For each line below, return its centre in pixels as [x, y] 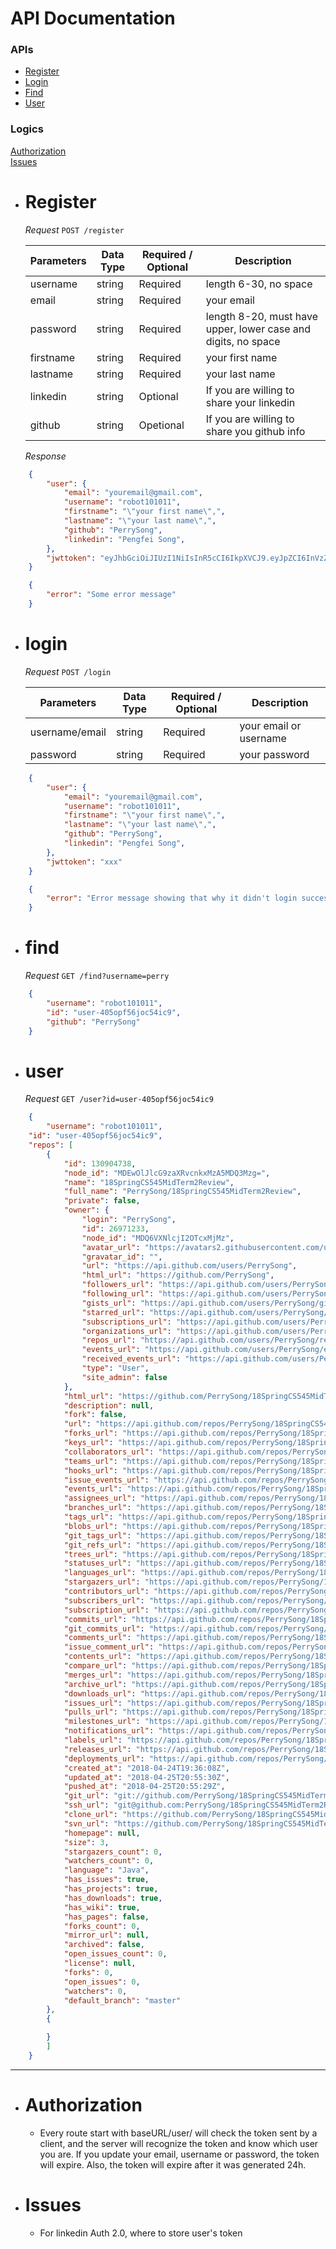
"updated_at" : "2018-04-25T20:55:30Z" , [146, 1777]
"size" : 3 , [86, 1842]
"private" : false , [102, 1201]
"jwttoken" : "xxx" [84, 862]
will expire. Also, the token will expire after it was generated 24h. [173, 2164]
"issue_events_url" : [106, 1480]
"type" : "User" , [115, 1368]
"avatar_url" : [111, 1247]
